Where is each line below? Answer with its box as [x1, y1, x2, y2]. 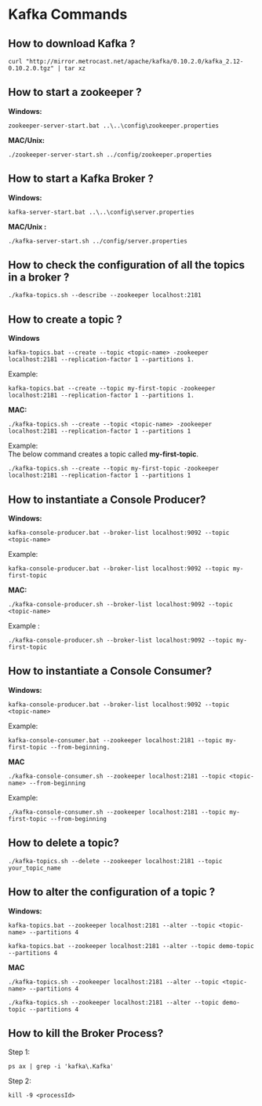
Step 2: [8, 1076, 31, 1086]
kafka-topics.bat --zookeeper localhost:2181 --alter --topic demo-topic [8, 942, 255, 950]
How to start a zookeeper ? [8, 86, 143, 99]
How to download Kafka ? [8, 37, 136, 50]
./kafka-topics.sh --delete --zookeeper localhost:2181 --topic [8, 857, 223, 865]
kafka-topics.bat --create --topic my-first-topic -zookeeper [8, 385, 216, 393]
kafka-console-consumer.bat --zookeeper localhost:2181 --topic [8, 736, 223, 744]
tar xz [64, 64, 86, 72]
